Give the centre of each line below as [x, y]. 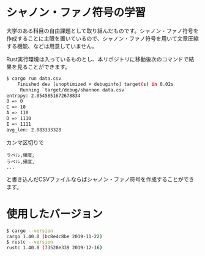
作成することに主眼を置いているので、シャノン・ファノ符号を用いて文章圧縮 [102, 38]
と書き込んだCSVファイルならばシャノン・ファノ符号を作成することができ [100, 179]
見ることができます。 [43, 67]
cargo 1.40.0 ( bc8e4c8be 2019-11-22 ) [54, 236]
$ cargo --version [30, 231]
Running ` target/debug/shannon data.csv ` [73, 90]
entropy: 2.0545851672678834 [43, 96]
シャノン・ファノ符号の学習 [76, 13]
